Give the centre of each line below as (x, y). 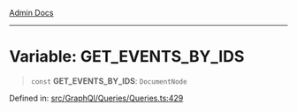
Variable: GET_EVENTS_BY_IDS (127, 57)
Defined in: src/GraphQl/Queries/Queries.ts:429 (96, 98)
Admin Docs (31, 13)
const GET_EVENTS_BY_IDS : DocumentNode (109, 81)
